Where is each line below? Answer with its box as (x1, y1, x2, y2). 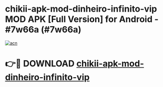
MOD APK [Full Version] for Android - (5, 14, 159, 25)
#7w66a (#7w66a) (5, 24, 81, 35)
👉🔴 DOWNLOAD (5, 58, 75, 69)
